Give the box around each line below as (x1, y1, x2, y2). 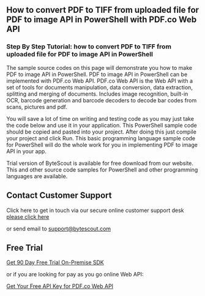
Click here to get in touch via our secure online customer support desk (6, 207, 185, 214)
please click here (6, 213, 50, 220)
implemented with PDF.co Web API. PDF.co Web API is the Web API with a (6, 77, 193, 85)
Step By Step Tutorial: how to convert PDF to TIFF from (6, 42, 171, 51)
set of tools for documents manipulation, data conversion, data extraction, (6, 83, 193, 91)
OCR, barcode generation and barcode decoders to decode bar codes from (6, 96, 197, 104)
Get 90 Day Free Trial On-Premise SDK (6, 259, 104, 266)
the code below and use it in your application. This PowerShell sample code (6, 121, 197, 129)
